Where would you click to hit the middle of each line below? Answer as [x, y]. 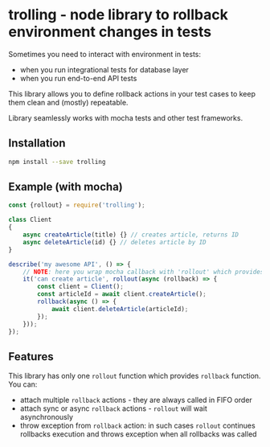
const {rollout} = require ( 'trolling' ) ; [77, 205]
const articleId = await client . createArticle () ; [122, 294]
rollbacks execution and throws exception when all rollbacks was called [138, 434]
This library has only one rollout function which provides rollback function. [135, 376]
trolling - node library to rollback [119, 15]
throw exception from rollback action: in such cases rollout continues [137, 426]
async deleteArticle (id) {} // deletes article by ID [115, 242]
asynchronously [47, 417]
